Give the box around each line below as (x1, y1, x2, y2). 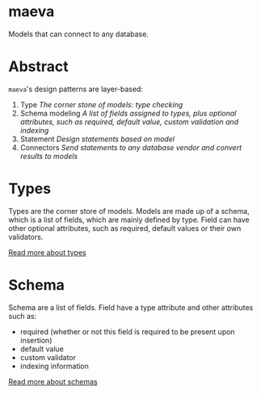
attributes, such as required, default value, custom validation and (19, 116, 239, 127)
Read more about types (8, 247, 86, 257)
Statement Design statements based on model (19, 134, 175, 144)
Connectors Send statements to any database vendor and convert (19, 142, 242, 152)
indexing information (19, 361, 89, 371)
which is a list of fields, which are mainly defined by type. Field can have (8, 215, 250, 224)
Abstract (8, 57, 69, 76)
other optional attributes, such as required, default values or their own (8, 223, 242, 233)
